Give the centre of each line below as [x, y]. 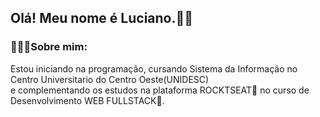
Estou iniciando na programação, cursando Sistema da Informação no [154, 68]
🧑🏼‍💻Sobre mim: [49, 47]
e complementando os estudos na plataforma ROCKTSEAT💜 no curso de [160, 90]
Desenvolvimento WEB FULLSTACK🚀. [87, 100]
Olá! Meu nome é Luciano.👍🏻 [102, 18]
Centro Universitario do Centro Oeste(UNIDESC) [110, 79]
